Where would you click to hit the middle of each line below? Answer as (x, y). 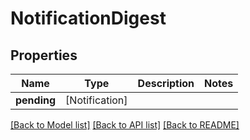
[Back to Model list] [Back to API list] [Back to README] (125, 125)
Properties (44, 55)
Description (166, 83)
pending (36, 100)
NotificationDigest (88, 18)
